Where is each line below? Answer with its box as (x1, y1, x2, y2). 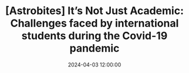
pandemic (69, 42, 120, 55)
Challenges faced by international (10, 16, 179, 30)
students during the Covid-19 (21, 29, 168, 42)
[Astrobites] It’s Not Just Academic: (5, 4, 184, 18)
